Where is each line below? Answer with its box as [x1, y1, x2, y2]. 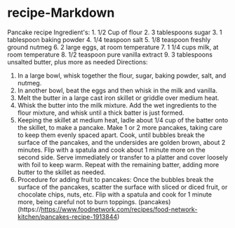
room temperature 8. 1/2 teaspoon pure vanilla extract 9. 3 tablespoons [7, 50, 213, 59]
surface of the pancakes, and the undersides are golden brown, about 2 [17, 138, 226, 146]
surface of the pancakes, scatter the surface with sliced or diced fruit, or [17, 183, 228, 191]
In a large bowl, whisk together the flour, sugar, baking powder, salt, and [17, 71, 227, 80]
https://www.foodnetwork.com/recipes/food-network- [41, 205, 198, 213]
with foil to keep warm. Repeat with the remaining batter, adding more [17, 160, 220, 169]
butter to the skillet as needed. [17, 168, 106, 176]
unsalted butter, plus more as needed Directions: [7, 57, 149, 66]
